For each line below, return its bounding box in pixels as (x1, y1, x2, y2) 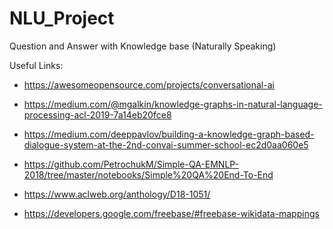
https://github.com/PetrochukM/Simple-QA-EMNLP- (23, 158, 240, 170)
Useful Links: (9, 59, 64, 71)
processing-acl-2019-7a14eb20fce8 (23, 108, 172, 121)
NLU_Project (9, 7, 115, 30)
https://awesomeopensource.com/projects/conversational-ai (23, 78, 275, 91)
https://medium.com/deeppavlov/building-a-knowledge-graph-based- (23, 128, 315, 140)
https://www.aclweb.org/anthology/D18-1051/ (23, 188, 211, 200)
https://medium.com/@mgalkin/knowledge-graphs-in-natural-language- (23, 98, 323, 110)
